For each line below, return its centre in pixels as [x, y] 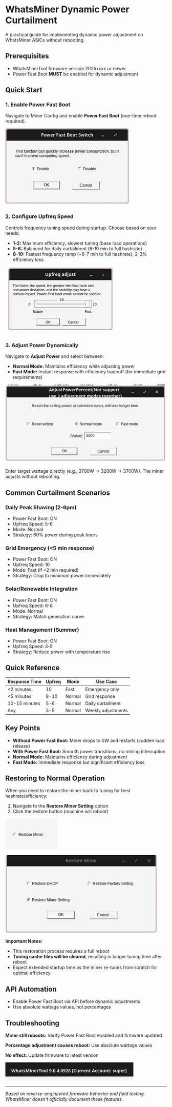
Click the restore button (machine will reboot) [60, 812]
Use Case [106, 682]
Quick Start [24, 90]
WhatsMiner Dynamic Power [67, 9]
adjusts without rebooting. [33, 477]
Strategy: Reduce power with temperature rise [61, 652]
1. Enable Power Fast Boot [38, 105]
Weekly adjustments [106, 711]
